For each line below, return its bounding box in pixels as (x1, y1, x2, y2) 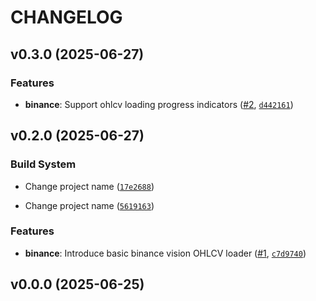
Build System (10, 157, 77, 171)
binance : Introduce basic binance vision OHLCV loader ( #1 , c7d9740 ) (24, 247, 307, 259)
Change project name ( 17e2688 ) (24, 180, 155, 192)
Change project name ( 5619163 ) (24, 199, 155, 211)
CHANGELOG (10, 6, 123, 29)
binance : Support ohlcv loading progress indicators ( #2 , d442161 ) (24, 98, 294, 110)
